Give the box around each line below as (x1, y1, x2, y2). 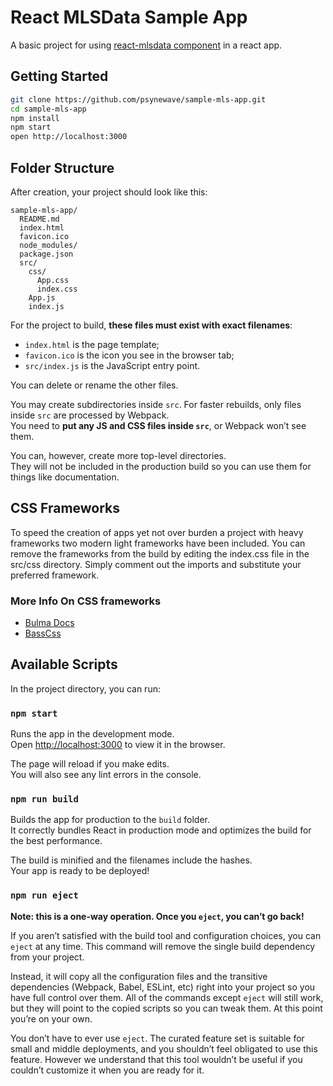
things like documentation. (10, 471, 120, 483)
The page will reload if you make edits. (10, 758, 170, 770)
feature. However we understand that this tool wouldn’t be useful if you (10, 1053, 303, 1065)
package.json (19, 249, 74, 259)
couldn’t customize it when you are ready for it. (10, 1064, 205, 1076)
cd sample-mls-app (10, 104, 87, 114)
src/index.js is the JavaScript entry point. (24, 359, 201, 371)
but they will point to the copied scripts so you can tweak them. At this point (10, 1002, 323, 1014)
